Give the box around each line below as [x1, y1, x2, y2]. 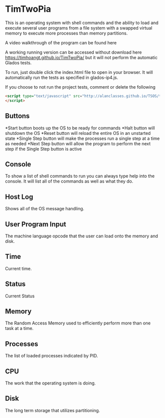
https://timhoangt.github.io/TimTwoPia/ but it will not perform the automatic [5, 54, 158, 60]
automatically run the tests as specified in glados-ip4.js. [5, 74, 118, 80]
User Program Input [5, 220, 66, 228]
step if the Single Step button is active [5, 146, 82, 152]
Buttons [5, 112, 30, 120]
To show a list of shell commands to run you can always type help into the [5, 173, 155, 179]
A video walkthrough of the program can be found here [5, 39, 117, 45]
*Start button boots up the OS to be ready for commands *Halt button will [5, 125, 155, 131]
